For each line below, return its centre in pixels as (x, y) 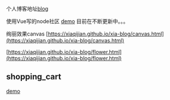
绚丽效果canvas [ (27, 34)
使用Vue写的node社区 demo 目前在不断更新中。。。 (67, 21)
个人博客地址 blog (27, 9)
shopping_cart (34, 77)
